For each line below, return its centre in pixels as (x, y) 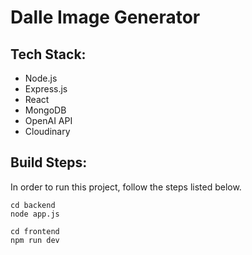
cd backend (33, 205)
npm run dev (35, 240)
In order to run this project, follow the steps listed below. (126, 187)
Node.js (41, 78)
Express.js (46, 89)
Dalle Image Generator (105, 17)
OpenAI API (48, 120)
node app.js (35, 214)
